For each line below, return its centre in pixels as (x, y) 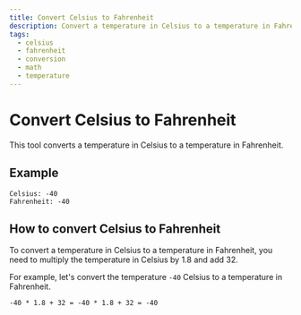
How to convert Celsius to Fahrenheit (115, 229)
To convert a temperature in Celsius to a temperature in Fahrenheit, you (141, 251)
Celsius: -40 (34, 193)
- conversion (42, 59)
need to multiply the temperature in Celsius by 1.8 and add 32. (124, 260)
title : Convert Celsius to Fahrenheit (82, 17)
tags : (19, 34)
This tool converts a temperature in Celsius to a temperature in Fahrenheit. (146, 145)
